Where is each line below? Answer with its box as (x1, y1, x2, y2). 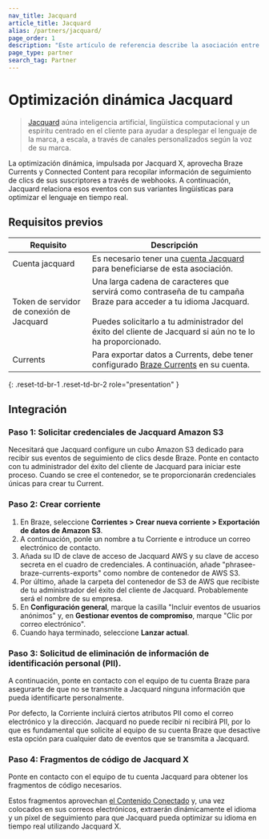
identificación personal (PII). (8, 657, 122, 668)
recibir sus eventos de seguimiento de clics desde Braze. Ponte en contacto (8, 453, 259, 463)
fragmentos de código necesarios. (8, 781, 122, 790)
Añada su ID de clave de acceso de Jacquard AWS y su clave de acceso (19, 551, 259, 560)
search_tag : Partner (8, 57, 78, 65)
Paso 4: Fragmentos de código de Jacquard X (8, 753, 190, 765)
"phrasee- (222, 560, 256, 569)
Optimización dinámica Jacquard (8, 91, 234, 109)
